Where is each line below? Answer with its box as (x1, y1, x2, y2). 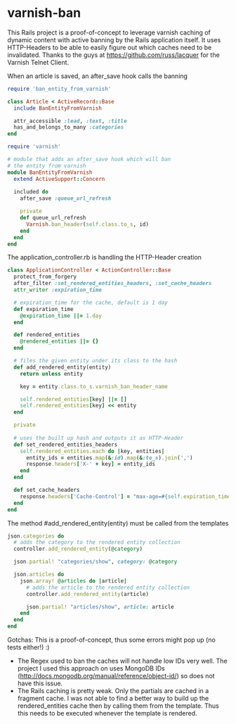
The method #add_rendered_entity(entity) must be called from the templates (7, 519, 229, 527)
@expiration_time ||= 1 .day (20, 312, 102, 319)
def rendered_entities (13, 331, 80, 338)
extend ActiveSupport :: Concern (13, 175, 105, 182)
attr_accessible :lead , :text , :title (13, 118, 128, 125)
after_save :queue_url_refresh (20, 195, 112, 202)
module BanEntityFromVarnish (7, 169, 93, 176)
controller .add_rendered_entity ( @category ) (13, 545, 143, 553)
